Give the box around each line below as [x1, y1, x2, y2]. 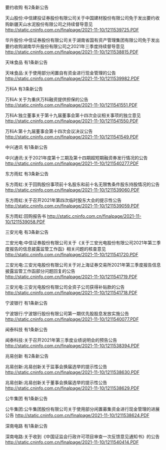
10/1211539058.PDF [5, 219, 45, 225]
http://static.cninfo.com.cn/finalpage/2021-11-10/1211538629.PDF [5, 385, 140, 391]
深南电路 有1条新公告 [5, 423, 48, 429]
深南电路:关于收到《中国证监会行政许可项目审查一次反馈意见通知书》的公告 [5, 434, 160, 440]
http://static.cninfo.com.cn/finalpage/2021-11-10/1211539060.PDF [5, 187, 140, 193]
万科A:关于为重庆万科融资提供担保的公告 [5, 96, 88, 102]
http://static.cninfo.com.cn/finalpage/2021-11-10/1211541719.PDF [5, 274, 137, 280]
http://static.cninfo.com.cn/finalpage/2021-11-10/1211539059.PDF [5, 203, 140, 209]
